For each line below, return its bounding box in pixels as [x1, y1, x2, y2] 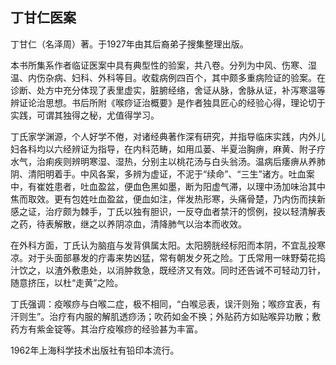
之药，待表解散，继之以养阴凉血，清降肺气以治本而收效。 [10, 218, 247, 230]
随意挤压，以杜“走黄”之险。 [10, 276, 124, 288]
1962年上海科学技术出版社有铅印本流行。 [10, 344, 180, 356]
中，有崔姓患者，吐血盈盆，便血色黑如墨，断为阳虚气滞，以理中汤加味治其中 [10, 180, 326, 192]
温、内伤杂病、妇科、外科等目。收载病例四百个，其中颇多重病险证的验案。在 [10, 71, 326, 83]
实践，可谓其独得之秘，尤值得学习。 [10, 109, 160, 121]
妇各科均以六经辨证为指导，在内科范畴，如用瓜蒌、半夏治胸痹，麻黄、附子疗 [10, 143, 326, 155]
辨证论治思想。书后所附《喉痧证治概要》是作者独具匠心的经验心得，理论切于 [10, 96, 326, 108]
